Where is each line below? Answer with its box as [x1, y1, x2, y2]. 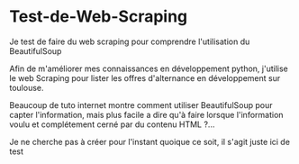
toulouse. [9, 82, 44, 93]
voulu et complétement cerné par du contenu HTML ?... [9, 119, 215, 130]
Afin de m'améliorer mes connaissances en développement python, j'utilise [9, 63, 288, 74]
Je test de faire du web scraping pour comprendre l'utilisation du [9, 36, 250, 47]
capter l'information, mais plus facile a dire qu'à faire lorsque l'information [9, 109, 284, 120]
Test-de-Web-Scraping [9, 6, 188, 27]
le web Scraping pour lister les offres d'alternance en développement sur [9, 72, 281, 83]
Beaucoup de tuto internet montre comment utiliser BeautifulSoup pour [9, 99, 273, 110]
